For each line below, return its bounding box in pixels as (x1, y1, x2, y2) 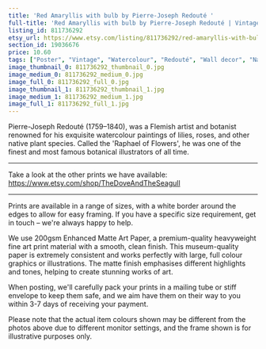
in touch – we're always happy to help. (8, 218, 133, 228)
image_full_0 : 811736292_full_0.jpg (8, 78, 129, 86)
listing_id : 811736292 (8, 26, 83, 34)
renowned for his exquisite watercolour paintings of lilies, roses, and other (8, 130, 250, 140)
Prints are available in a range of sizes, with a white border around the (8, 201, 237, 211)
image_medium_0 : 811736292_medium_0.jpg (8, 71, 144, 79)
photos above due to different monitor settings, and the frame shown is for (8, 323, 252, 333)
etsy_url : (8, 33, 41, 42)
